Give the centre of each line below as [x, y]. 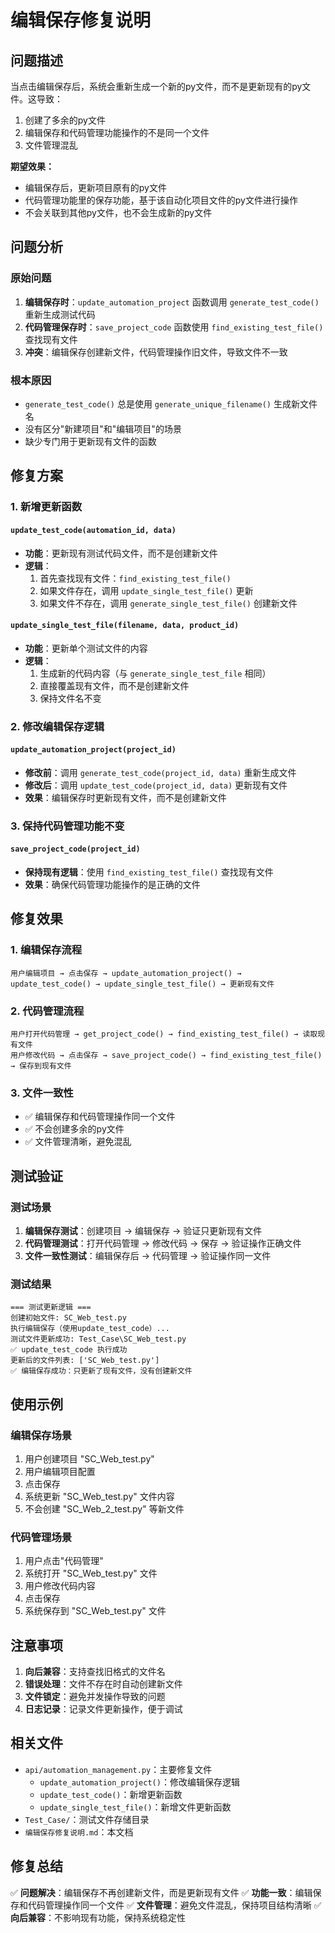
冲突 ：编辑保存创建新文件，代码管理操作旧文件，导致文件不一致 [156, 352]
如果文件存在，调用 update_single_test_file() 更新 [146, 590]
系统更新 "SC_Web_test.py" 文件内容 [99, 1496]
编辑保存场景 [41, 1435]
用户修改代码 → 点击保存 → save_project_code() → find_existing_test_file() [166, 1055]
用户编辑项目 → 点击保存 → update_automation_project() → [126, 973]
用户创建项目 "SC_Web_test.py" [89, 1458]
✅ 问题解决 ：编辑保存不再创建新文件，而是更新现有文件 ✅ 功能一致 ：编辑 [161, 1892]
